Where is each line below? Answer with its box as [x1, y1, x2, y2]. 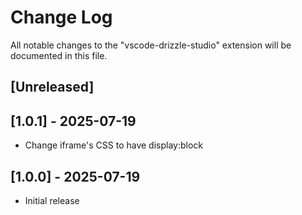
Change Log [10, 6, 113, 29]
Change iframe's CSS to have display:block [24, 139, 204, 151]
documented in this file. [10, 49, 108, 61]
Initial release [24, 194, 80, 206]
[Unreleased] [10, 79, 95, 96]
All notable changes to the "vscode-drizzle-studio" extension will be [10, 39, 292, 51]
